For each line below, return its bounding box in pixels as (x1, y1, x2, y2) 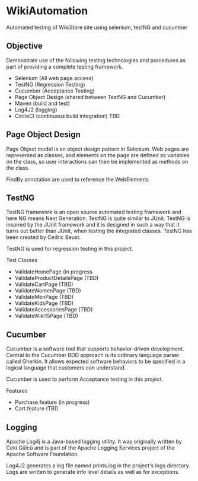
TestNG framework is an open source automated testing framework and (6, 209, 182, 216)
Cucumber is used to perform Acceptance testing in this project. (6, 375, 164, 383)
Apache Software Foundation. (6, 451, 79, 457)
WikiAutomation (6, 4, 88, 18)
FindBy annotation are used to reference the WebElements (6, 176, 149, 183)
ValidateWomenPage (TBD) (14, 287, 81, 294)
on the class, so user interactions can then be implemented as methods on (6, 158, 189, 165)
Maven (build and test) (14, 100, 70, 107)
